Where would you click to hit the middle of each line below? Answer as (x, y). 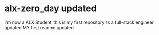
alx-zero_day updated (51, 9)
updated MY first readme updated (39, 27)
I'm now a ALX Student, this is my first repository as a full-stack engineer (79, 22)
